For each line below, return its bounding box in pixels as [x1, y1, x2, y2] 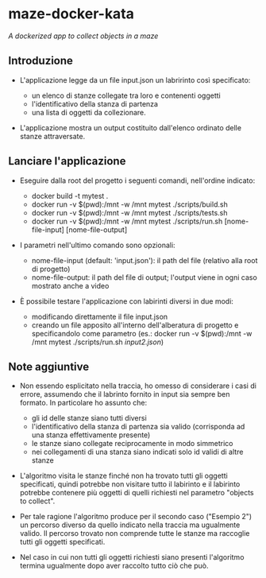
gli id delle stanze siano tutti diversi [31, 413, 147, 423]
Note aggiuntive [8, 359, 90, 374]
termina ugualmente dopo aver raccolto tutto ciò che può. [19, 561, 209, 571]
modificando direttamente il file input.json [31, 312, 168, 321]
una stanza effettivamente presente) [31, 430, 151, 440]
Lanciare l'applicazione [8, 154, 126, 168]
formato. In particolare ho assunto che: [19, 398, 148, 408]
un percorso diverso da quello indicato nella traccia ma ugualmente [19, 520, 241, 530]
